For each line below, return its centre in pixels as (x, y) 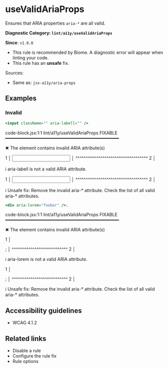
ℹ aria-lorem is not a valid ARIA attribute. (46, 259)
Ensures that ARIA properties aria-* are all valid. (55, 23)
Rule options (25, 361)
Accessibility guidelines (44, 310)
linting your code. (31, 58)
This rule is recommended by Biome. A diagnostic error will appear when (88, 52)
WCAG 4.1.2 (25, 323)
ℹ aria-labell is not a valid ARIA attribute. (46, 169)
